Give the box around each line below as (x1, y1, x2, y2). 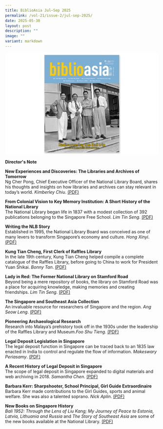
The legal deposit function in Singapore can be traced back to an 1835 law (5, 344, 155, 349)
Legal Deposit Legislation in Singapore (5, 338, 85, 344)
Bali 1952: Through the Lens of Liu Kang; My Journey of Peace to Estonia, (5, 408, 154, 414)
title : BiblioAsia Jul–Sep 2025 (5, 8, 71, 13)
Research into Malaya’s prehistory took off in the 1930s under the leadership (5, 324, 159, 329)
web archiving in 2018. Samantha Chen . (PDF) (5, 374, 98, 380)
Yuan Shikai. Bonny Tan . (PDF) (5, 264, 67, 270)
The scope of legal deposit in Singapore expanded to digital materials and (5, 368, 154, 374)
